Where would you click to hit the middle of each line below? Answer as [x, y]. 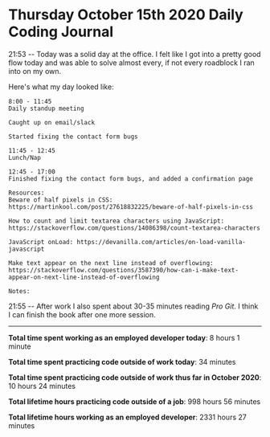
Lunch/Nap [25, 157]
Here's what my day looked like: [61, 87]
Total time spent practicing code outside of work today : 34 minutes [122, 361]
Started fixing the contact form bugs [73, 137]
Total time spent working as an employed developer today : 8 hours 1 [124, 337]
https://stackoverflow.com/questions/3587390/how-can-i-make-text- [124, 270]
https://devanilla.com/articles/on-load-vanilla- [162, 242]
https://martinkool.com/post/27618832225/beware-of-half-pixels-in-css [131, 206]
